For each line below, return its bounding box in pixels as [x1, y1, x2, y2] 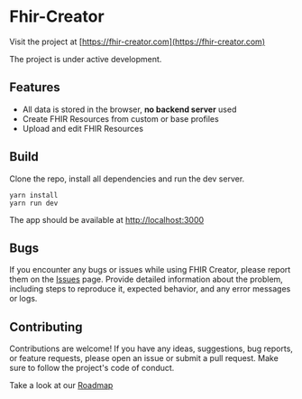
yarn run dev [9, 199, 59, 208]
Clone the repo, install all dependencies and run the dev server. [9, 173, 245, 184]
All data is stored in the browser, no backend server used [22, 104, 237, 115]
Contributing [9, 319, 83, 335]
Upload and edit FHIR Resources [22, 123, 144, 134]
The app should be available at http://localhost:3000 [9, 214, 205, 225]
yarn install [9, 190, 59, 199]
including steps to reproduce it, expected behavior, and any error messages [9, 283, 291, 294]
